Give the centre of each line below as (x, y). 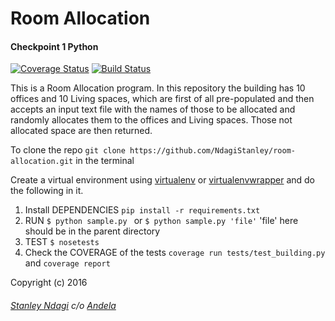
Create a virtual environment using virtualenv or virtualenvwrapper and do (163, 180)
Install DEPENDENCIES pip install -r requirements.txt (142, 210)
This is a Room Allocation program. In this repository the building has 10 (158, 88)
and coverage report (67, 263)
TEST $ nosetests (62, 242)
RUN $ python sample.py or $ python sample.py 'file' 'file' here (161, 221)
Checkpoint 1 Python (54, 46)
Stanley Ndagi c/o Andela (63, 305)
